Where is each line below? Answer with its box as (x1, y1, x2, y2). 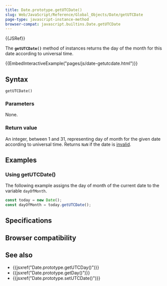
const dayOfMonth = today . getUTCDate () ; (5, 202, 92, 208)
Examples (5, 156, 37, 165)
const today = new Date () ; (5, 198, 62, 203)
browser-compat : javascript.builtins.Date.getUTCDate (5, 21, 121, 27)
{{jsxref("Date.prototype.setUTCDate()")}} (12, 275, 101, 281)
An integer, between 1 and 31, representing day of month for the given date (5, 136, 161, 142)
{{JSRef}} (5, 35, 25, 42)
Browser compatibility (5, 233, 77, 242)
